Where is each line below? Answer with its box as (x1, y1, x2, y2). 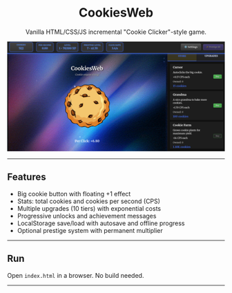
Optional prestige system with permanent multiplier (17, 226, 164, 234)
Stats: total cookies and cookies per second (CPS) (17, 197, 161, 205)
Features (7, 171, 46, 183)
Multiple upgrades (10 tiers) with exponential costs (17, 204, 161, 212)
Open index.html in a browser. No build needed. (7, 271, 144, 279)
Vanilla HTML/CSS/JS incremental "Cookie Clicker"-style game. (25, 28, 207, 36)
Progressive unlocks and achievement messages (17, 211, 157, 220)
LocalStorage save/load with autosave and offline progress (17, 219, 185, 227)
